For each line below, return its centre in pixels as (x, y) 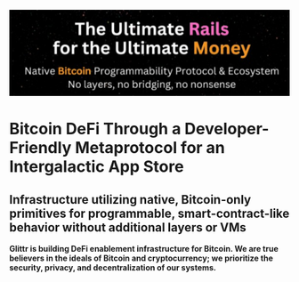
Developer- (227, 129)
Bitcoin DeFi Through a (95, 129)
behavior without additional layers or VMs (128, 227)
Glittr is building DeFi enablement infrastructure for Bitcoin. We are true (144, 249)
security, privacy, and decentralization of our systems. (113, 268)
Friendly (40, 148)
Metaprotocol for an (150, 148)
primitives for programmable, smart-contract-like (149, 213)
